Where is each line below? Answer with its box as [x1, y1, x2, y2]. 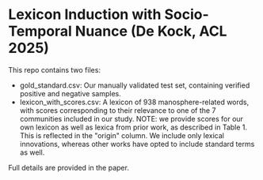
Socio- [164, 6, 210, 24]
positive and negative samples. [19, 88, 121, 98]
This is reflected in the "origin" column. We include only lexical [19, 130, 224, 140]
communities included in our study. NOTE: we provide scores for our [19, 114, 244, 123]
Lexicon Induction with [8, 6, 162, 24]
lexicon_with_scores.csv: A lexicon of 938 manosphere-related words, [19, 97, 250, 107]
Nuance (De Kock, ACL [74, 22, 227, 40]
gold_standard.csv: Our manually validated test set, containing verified [19, 81, 250, 90]
